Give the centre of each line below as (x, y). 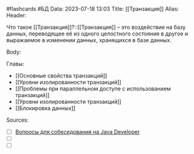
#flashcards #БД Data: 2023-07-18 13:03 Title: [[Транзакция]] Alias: (93, 9)
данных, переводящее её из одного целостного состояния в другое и (97, 34)
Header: (16, 15)
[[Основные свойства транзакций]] (61, 75)
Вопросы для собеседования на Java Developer (77, 132)
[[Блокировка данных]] (45, 108)
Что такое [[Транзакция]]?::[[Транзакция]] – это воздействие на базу (96, 27)
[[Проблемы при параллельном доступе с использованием (93, 89)
